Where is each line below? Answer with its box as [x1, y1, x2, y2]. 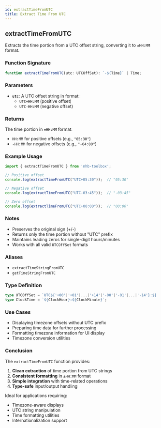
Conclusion [5, 347, 33, 354]
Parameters [5, 82, 33, 89]
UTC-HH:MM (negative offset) [19, 103, 73, 109]
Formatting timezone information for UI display [12, 330, 105, 336]
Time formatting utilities [12, 412, 59, 418]
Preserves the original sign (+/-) [12, 226, 76, 232]
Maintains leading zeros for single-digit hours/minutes [12, 236, 120, 242]
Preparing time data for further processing [12, 325, 97, 331]
